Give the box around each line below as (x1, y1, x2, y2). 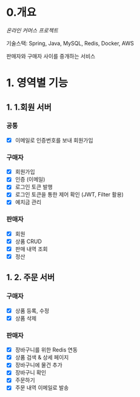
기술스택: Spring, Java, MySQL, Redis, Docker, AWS (6, 39, 135, 47)
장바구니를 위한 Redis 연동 (15, 346, 78, 353)
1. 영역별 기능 (6, 76, 68, 90)
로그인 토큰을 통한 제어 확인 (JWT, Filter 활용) (15, 191, 124, 198)
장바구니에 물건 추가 (15, 361, 62, 369)
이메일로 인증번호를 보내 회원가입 (15, 136, 93, 144)
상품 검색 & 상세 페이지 (15, 354, 69, 361)
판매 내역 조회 (15, 245, 48, 252)
